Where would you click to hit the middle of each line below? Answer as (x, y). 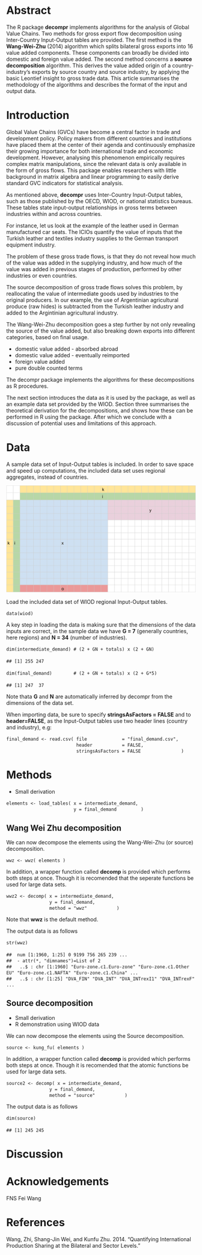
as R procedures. (27, 386)
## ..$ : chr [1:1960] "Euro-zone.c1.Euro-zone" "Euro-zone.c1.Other (98, 967)
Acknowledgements (58, 1182)
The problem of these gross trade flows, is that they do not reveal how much (101, 256)
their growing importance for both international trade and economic (90, 151)
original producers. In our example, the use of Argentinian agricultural (92, 300)
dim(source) (21, 1118)
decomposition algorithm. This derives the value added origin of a (89, 65)
